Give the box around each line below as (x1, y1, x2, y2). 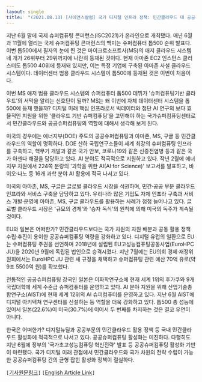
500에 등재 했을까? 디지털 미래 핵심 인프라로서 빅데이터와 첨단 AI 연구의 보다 (6, 105, 186, 112)
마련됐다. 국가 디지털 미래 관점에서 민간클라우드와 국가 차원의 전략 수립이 (12, 348, 183, 356)
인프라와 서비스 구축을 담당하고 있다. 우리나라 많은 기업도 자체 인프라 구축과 (6, 190, 183, 197)
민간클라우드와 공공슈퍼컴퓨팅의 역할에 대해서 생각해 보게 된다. (12, 120, 159, 127)
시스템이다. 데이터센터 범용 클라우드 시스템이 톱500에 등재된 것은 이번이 (6, 69, 175, 76)
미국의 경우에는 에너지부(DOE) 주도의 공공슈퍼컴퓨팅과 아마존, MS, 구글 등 (6, 132, 180, 139)
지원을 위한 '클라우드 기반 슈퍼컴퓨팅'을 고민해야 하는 (22, 112, 146, 119)
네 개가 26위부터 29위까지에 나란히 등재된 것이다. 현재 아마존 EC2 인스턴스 (6, 54, 182, 61)
